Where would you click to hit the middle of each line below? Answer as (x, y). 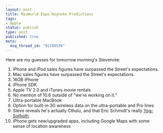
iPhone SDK (25, 85)
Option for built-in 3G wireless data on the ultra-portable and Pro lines (83, 105)
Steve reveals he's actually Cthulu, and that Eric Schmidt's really (77, 111)
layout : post (19, 9)
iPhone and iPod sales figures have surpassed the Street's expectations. (86, 69)
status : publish (22, 28)
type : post (17, 32)
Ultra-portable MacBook (37, 100)
